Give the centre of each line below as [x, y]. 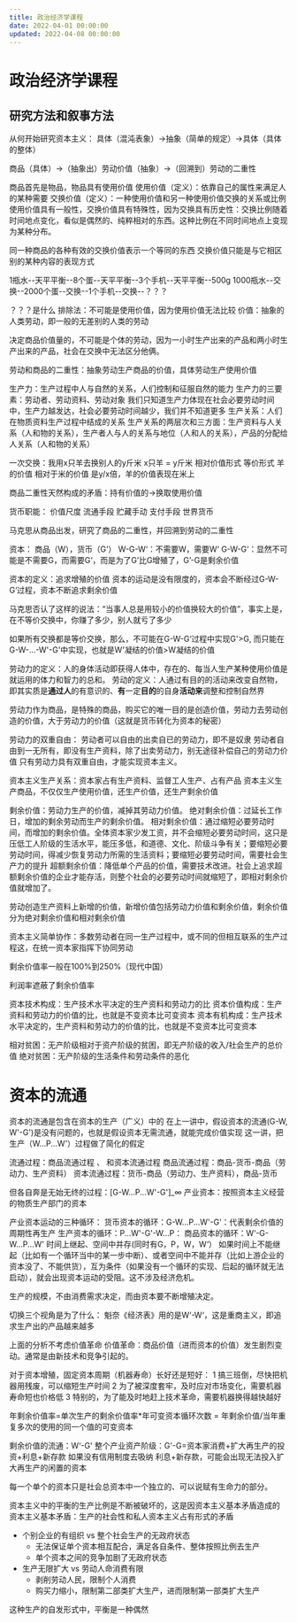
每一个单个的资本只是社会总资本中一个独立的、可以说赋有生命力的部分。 [141, 1487]
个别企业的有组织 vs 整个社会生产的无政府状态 [106, 1535]
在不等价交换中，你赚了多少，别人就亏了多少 [91, 620]
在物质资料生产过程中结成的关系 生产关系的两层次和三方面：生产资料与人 [142, 422]
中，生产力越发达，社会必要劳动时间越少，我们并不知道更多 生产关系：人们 [146, 411]
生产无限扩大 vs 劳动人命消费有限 [83, 1569]
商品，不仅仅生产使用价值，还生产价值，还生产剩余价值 [117, 792]
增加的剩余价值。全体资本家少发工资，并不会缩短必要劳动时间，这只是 [160, 832]
